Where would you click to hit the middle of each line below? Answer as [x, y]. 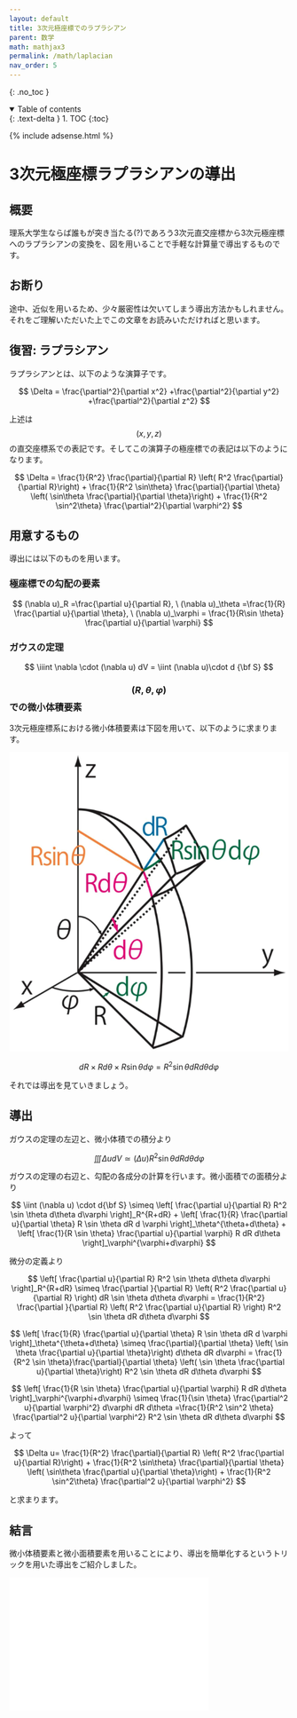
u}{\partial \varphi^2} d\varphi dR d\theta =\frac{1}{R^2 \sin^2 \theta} [149, 1407]
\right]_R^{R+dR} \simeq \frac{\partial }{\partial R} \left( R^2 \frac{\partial [144, 1288]
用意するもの [44, 536]
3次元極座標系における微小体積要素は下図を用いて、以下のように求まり [140, 729]
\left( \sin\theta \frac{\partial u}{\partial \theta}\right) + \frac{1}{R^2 [149, 1472]
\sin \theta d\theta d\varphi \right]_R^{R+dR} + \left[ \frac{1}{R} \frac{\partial [149, 1215]
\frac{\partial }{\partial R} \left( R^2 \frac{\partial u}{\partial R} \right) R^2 [149, 1307]
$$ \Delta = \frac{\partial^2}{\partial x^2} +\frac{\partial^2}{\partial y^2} [149, 391]
